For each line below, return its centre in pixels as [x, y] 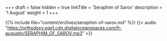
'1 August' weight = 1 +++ [32, 13]
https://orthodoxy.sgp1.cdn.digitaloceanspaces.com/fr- [65, 28]
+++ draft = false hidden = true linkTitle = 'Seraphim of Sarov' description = [84, 7]
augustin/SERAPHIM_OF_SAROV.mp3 [44, 33]
